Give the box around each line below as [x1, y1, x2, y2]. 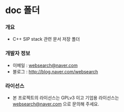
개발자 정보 [5, 50, 31, 57]
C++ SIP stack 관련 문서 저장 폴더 [12, 36, 80, 42]
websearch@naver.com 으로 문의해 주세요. [12, 101, 99, 107]
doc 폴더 [5, 5, 40, 16]
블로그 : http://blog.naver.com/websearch [12, 68, 98, 74]
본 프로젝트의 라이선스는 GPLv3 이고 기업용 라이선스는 [12, 95, 119, 101]
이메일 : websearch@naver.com [12, 62, 78, 68]
